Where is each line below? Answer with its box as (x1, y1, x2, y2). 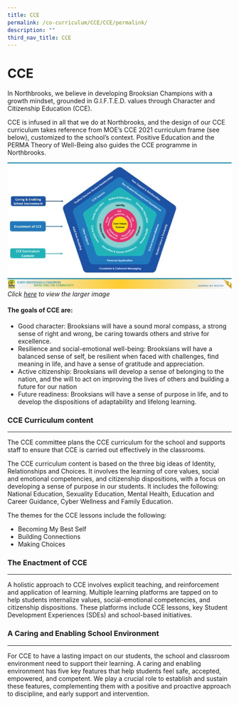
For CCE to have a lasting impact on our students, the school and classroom (7, 652, 230, 660)
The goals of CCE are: (7, 306, 73, 315)
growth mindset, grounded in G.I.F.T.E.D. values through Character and (7, 97, 216, 105)
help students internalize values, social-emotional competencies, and (7, 595, 211, 605)
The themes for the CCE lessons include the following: (7, 511, 167, 520)
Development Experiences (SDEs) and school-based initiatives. (7, 611, 193, 620)
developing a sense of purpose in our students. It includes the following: (7, 482, 219, 491)
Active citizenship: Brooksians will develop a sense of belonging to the (17, 367, 225, 375)
